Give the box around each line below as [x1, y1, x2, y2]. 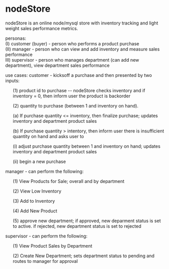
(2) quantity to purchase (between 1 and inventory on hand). [12, 102, 139, 109]
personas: [5, 35, 26, 41]
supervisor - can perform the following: [5, 233, 88, 239]
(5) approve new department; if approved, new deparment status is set [12, 218, 161, 224]
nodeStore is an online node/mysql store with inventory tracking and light [5, 20, 158, 26]
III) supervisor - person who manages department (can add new [5, 57, 140, 63]
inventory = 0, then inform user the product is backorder [12, 93, 131, 99]
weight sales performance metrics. [5, 25, 78, 31]
